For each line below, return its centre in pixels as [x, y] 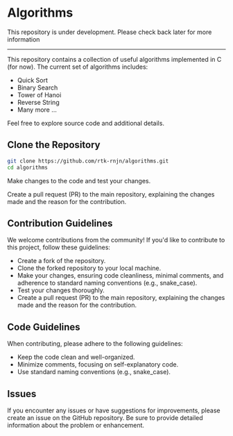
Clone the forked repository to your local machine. [89, 268]
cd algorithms [28, 167]
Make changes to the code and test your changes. [79, 181]
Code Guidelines [44, 327]
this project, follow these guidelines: [59, 247]
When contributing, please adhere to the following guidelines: [95, 344]
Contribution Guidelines [60, 223]
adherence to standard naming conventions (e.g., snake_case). [107, 283]
